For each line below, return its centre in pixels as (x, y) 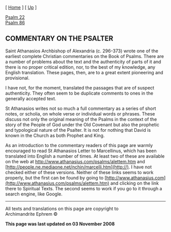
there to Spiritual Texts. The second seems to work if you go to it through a (84, 188)
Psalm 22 (15, 17)
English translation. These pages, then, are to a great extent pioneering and (84, 72)
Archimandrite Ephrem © (32, 214)
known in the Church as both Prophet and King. (55, 135)
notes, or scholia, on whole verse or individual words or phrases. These (80, 113)
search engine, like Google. (34, 194)
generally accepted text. (31, 98)
